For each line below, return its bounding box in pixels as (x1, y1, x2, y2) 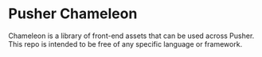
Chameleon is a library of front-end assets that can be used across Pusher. (8, 31, 255, 40)
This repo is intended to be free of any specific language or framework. (8, 39, 243, 48)
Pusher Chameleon (8, 5, 138, 23)
